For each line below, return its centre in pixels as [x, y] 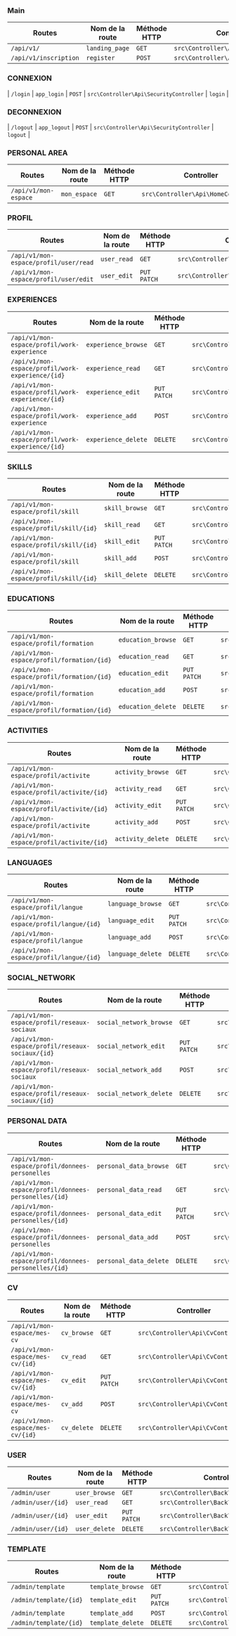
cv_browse [77, 1333]
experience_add [111, 416]
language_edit [131, 920]
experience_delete [117, 439]
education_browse [147, 640]
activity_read [138, 788]
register [100, 58]
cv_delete [77, 1428]
